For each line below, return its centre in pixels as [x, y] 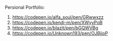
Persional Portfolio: [25, 7]
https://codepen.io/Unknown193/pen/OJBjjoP [60, 33]
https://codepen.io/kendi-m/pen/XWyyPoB [57, 23]
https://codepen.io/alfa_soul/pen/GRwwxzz [58, 17]
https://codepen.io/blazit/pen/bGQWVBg [55, 28]
